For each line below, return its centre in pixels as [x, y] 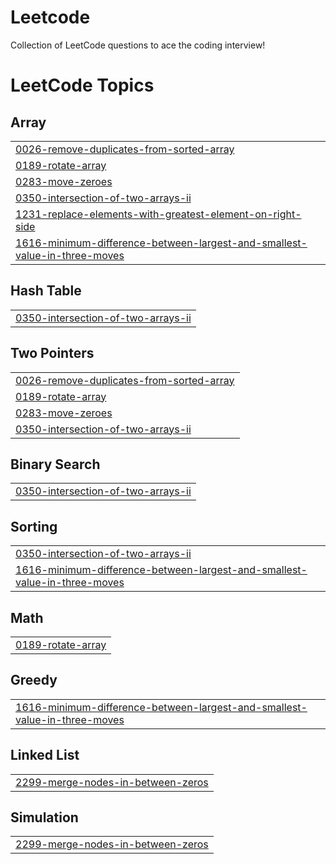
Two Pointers [52, 353]
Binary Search [55, 464]
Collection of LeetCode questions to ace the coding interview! [138, 45]
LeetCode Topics [82, 85]
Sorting [34, 526]
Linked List [45, 755]
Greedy [34, 680]
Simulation [44, 817]
